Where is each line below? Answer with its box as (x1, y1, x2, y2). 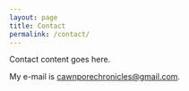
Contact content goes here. (9, 54, 111, 65)
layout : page (9, 12, 58, 22)
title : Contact (9, 21, 66, 30)
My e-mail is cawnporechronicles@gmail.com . (9, 71, 181, 82)
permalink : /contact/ (9, 29, 90, 38)
